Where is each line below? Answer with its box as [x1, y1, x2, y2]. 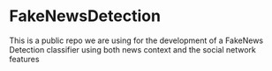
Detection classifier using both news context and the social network [9, 44, 256, 54]
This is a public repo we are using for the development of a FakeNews [9, 35, 264, 46]
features [9, 53, 40, 64]
